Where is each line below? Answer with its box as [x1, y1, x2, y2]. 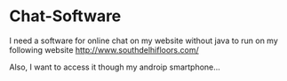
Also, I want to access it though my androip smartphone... [9, 62, 220, 72]
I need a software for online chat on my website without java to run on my [9, 35, 278, 46]
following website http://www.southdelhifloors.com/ [9, 44, 199, 55]
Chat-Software [9, 6, 122, 26]
